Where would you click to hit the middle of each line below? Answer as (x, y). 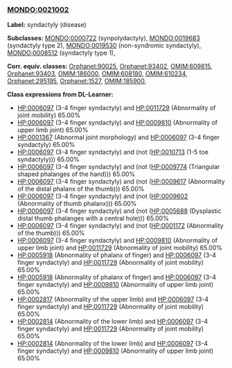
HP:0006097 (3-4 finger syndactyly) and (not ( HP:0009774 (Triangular (118, 167)
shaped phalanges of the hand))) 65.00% (76, 174)
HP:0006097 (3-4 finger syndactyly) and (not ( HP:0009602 (102, 196)
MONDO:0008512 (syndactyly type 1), (61, 53)
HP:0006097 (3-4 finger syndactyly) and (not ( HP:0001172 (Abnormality (120, 226)
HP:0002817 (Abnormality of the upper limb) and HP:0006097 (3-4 (113, 299)
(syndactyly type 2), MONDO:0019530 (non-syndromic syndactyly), (104, 46)
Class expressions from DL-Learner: (60, 94)
